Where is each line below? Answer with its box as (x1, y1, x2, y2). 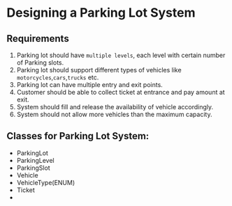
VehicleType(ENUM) (16, 178, 75, 187)
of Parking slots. (16, 58, 64, 67)
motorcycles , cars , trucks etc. (16, 73, 99, 81)
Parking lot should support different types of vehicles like (16, 66, 182, 74)
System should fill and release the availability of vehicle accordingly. (16, 103, 214, 111)
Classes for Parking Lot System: (6, 130, 150, 142)
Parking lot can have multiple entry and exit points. (16, 81, 164, 88)
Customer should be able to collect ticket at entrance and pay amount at (16, 88, 225, 96)
